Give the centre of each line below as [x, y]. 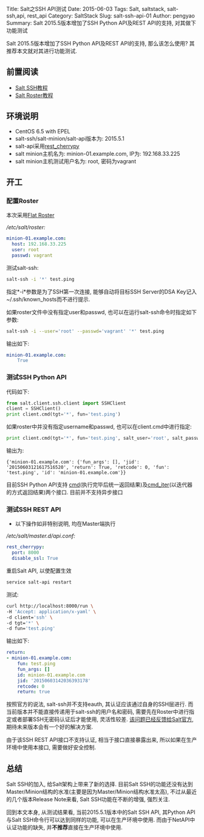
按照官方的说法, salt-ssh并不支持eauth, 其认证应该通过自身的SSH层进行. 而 [100, 704]
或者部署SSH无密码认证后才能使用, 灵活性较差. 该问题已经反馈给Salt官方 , [103, 719]
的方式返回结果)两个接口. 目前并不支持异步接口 [65, 492]
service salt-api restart [39, 582]
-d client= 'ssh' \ [29, 617]
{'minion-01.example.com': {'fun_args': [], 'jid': [73, 462]
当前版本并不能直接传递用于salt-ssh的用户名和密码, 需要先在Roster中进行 [98, 712]
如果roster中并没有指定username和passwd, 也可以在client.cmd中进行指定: [99, 427]
